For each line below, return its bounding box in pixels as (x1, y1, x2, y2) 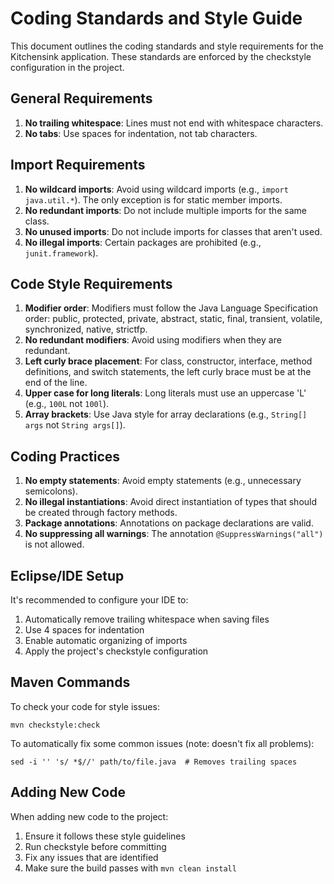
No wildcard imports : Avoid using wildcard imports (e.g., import (24, 183, 289, 195)
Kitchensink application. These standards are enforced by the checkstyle (10, 50, 312, 62)
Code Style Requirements (10, 275, 173, 292)
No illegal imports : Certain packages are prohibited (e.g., (24, 236, 262, 248)
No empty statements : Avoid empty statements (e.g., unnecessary (24, 475, 302, 487)
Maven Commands (10, 674, 131, 691)
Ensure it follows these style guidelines (24, 830, 186, 842)
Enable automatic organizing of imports (24, 635, 188, 646)
